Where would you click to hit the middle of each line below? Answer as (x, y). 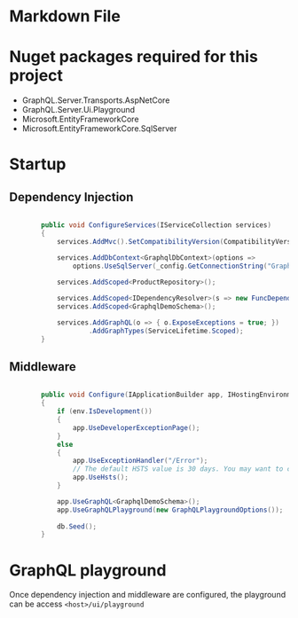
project (36, 76)
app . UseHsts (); (100, 477)
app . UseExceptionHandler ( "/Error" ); (140, 461)
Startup (38, 164)
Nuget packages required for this (134, 57)
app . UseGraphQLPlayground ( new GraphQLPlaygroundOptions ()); (170, 510)
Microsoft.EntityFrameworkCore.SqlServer (99, 129)
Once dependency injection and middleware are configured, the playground (148, 595)
